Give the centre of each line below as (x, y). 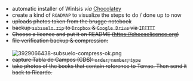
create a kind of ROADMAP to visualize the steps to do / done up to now (97, 15)
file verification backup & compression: (60, 40)
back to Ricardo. (32, 72)
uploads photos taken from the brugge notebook (72, 21)
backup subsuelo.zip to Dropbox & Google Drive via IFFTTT (83, 28)
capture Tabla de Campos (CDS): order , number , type (76, 60)
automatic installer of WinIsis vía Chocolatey (66, 9)
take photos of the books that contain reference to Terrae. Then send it (99, 66)
